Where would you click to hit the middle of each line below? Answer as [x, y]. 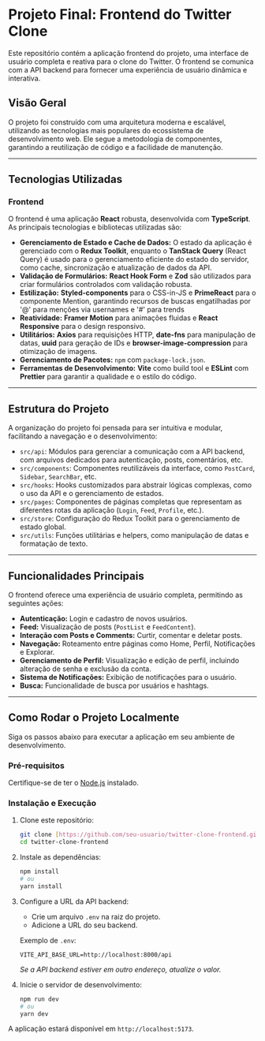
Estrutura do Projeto [59, 409]
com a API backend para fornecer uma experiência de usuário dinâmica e [128, 69]
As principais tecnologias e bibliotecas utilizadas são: [95, 227]
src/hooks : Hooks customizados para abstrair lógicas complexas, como [136, 485]
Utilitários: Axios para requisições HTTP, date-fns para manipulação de [138, 335]
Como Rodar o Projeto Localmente [94, 718]
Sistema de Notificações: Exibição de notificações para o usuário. [128, 677]
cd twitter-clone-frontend [64, 842]
